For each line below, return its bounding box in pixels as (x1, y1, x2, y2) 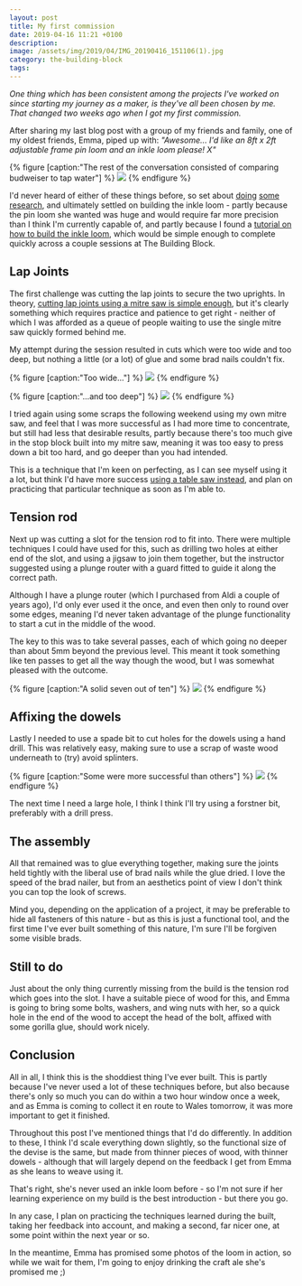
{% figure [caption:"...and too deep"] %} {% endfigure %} (9, 390, 235, 402)
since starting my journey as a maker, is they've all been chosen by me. (9, 98, 277, 108)
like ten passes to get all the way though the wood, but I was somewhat (9, 655, 275, 666)
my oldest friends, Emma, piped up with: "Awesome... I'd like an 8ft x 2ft (9, 135, 277, 145)
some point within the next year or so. (9, 1229, 151, 1240)
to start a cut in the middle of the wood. (9, 618, 156, 629)
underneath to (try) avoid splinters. (9, 752, 139, 763)
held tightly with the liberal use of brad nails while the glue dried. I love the (9, 868, 286, 879)
